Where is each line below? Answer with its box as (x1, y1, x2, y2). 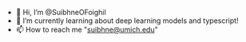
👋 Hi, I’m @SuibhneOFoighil (15, 8, 106, 17)
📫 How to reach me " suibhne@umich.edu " (15, 25, 158, 34)
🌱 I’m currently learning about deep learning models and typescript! (15, 16, 239, 25)
